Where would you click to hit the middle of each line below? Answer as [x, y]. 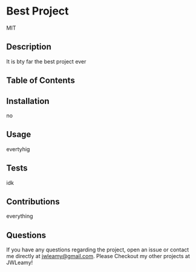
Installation [28, 101]
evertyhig [18, 149]
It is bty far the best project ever [46, 61]
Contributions [33, 202]
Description [29, 47]
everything [20, 216]
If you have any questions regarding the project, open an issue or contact [98, 250]
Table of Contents [41, 81]
